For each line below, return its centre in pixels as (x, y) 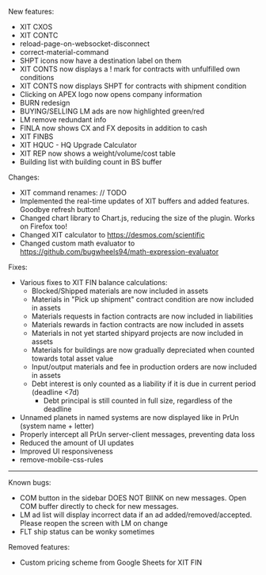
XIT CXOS (36, 27)
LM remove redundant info (63, 120)
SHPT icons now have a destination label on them (101, 60)
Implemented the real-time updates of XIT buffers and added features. (134, 201)
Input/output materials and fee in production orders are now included (144, 367)
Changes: (24, 177)
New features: (31, 12)
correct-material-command (64, 52)
